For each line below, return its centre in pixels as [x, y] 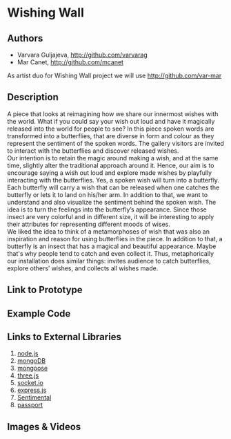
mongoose [32, 368]
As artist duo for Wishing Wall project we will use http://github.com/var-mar [114, 75]
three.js [28, 375]
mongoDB [31, 361]
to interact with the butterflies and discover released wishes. [93, 151]
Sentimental [34, 398]
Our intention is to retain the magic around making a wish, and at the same [113, 158]
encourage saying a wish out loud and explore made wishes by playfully [110, 172]
